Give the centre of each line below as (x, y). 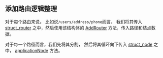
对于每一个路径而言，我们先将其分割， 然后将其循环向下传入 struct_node (79, 44)
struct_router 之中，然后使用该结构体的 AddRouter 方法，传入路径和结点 (78, 28)
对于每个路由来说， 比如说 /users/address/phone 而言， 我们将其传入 (74, 22)
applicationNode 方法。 (38, 50)
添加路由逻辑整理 (31, 9)
